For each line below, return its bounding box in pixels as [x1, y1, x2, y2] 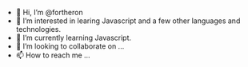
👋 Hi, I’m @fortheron [15, 8, 83, 17]
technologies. [15, 25, 62, 33]
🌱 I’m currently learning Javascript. [15, 33, 132, 42]
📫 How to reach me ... [15, 50, 90, 60]
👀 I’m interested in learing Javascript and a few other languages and [15, 16, 241, 26]
